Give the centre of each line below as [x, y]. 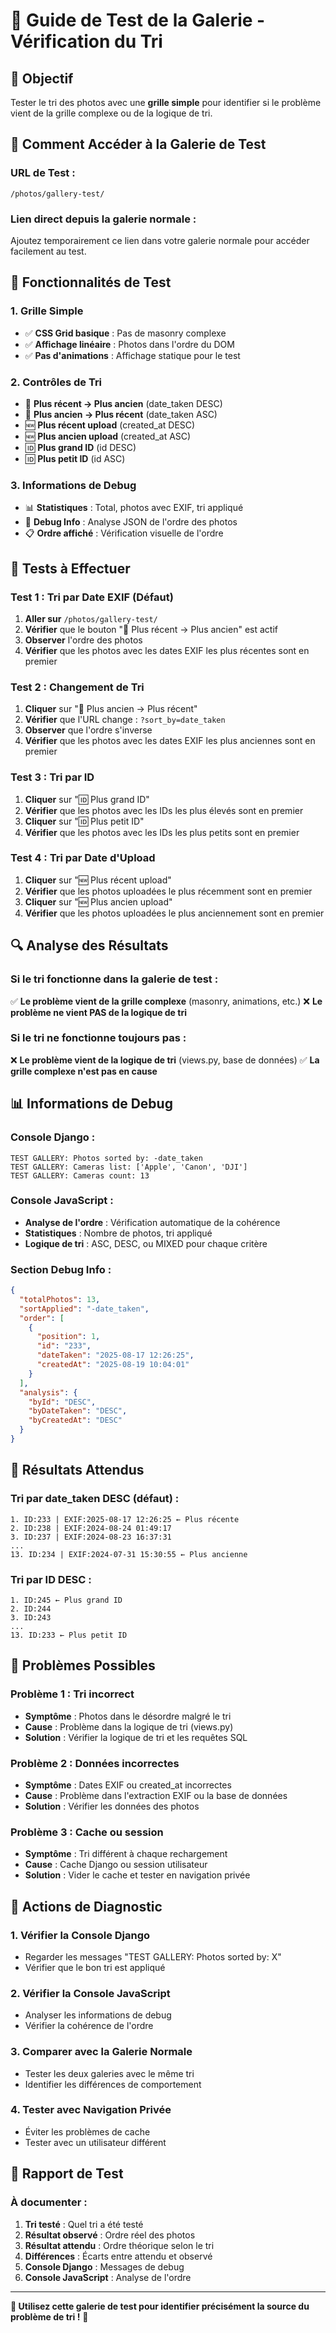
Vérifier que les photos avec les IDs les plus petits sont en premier [162, 832]
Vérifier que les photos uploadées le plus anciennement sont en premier [174, 913]
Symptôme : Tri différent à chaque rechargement [126, 1854]
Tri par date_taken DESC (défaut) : [95, 1499]
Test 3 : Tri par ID [52, 777]
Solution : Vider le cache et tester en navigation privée [137, 1875]
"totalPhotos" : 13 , [60, 1299]
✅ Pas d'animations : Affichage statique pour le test [132, 355]
